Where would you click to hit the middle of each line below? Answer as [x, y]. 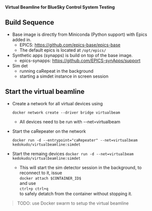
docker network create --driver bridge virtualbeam [66, 113]
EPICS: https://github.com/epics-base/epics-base [70, 45]
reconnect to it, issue [41, 173]
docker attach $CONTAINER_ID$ [51, 178]
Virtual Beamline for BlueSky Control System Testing [60, 7]
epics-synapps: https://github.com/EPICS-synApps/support [80, 60]
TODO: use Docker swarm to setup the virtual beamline [73, 203]
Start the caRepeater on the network [49, 131]
